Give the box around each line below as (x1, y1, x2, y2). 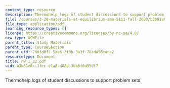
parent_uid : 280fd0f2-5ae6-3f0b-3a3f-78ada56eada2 (5, 49, 114, 54)
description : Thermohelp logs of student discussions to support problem (5, 12, 164, 17)
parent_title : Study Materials (5, 40, 71, 45)
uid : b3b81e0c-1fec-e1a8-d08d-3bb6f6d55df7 (5, 63, 99, 68)
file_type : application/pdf (5, 21, 65, 27)
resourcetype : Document (5, 54, 56, 59)
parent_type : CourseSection (5, 45, 65, 50)
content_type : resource (5, 7, 56, 13)
